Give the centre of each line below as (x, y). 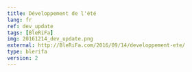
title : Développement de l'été (52, 13)
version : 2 (23, 58)
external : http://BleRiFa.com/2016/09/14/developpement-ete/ (96, 45)
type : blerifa (27, 52)
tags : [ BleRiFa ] (30, 33)
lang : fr (20, 20)
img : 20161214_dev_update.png (50, 39)
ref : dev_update (30, 26)
